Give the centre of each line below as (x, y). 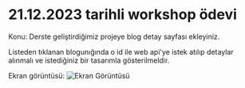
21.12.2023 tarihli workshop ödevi (123, 15)
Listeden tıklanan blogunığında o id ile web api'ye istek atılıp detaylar (121, 52)
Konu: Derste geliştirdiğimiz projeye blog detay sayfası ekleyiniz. (114, 36)
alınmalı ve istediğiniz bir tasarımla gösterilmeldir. (89, 60)
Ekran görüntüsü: (37, 75)
